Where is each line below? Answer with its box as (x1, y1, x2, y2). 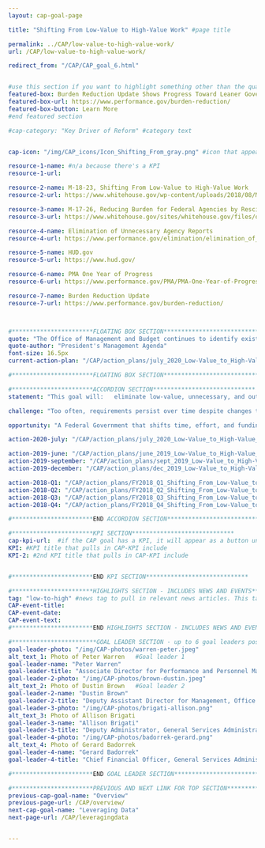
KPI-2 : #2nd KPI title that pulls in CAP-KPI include (8, 551, 189, 559)
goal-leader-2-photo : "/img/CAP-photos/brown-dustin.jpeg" (8, 675, 207, 683)
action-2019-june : (8, 450, 69, 458)
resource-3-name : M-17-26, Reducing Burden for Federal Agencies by (8, 205, 238, 214)
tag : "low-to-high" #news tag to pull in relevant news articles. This (8, 594, 248, 602)
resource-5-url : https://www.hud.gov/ (8, 256, 136, 264)
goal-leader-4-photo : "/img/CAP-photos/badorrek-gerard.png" (8, 733, 214, 742)
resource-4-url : (8, 234, 62, 242)
